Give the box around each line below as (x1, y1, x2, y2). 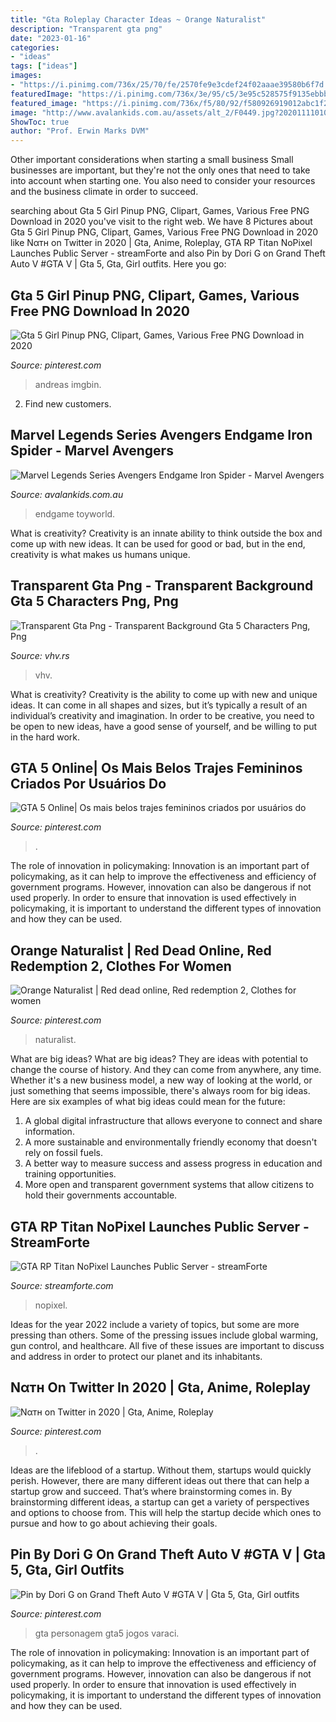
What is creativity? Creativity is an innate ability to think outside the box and (10, 527, 323, 539)
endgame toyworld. (34, 507, 116, 520)
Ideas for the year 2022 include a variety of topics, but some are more (10, 1319, 300, 1330)
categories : (10, 42, 60, 53)
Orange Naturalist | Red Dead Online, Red (10, 942, 272, 959)
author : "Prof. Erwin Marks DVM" (10, 126, 150, 136)
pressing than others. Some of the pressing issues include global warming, (10, 1329, 319, 1341)
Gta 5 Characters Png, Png (10, 593, 179, 610)
